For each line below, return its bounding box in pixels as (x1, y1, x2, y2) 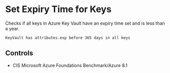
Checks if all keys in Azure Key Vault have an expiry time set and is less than (5, 20, 165, 26)
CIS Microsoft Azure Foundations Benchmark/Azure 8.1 (12, 62, 128, 68)
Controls (5, 49, 33, 57)
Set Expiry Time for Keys (5, 4, 112, 15)
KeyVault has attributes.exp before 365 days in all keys (5, 35, 130, 40)
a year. (5, 25, 19, 31)
